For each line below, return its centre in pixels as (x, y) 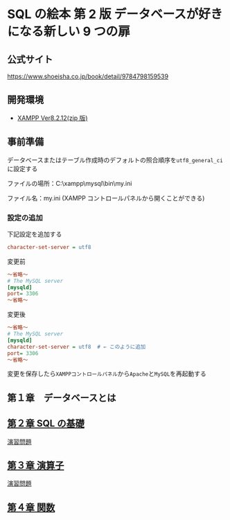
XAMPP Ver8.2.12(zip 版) (52, 118)
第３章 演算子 (36, 466)
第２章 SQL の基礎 (46, 424)
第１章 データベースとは (62, 398)
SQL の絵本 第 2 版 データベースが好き (115, 14)
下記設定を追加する (35, 234)
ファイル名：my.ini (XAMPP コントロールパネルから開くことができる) (106, 198)
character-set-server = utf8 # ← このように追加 (77, 347)
